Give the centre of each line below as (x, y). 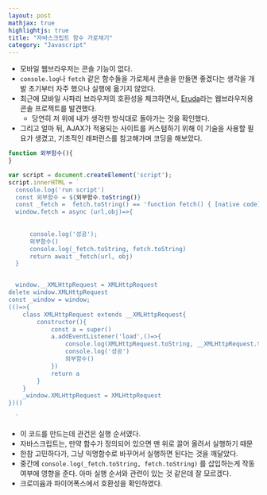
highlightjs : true (39, 30)
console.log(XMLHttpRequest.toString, (129, 344)
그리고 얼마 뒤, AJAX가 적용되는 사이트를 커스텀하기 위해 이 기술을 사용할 (133, 129)
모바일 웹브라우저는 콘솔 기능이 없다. (76, 69)
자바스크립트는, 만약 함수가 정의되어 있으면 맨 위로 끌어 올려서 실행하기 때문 (136, 443)
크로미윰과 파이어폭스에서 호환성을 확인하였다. (91, 483)
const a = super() (81, 329)
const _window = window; (49, 300)
